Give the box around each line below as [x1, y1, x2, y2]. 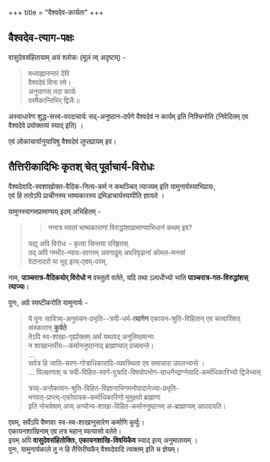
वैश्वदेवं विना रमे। [27, 77, 72, 87]
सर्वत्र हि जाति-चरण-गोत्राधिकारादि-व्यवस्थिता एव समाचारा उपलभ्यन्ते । [27, 358, 205, 368]
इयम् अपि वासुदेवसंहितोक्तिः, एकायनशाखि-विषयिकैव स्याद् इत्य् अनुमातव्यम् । [8, 435, 198, 444]
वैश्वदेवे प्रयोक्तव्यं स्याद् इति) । [8, 120, 84, 130]
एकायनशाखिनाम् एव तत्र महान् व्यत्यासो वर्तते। [8, 426, 122, 436]
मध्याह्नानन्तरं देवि [27, 68, 70, 78]
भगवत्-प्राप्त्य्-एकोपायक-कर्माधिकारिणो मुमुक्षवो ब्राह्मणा [27, 392, 161, 402]
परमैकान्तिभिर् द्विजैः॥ [27, 95, 80, 105]
